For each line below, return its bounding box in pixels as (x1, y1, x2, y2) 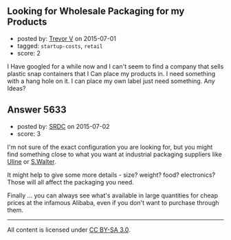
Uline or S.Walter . (7, 157, 56, 165)
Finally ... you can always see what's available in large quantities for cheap (7, 191, 219, 200)
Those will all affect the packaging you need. (7, 178, 134, 186)
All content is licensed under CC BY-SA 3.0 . (7, 226, 131, 234)
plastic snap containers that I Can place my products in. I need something (7, 69, 216, 77)
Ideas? (7, 84, 26, 92)
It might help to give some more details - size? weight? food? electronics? (7, 171, 215, 179)
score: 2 (16, 49, 41, 57)
